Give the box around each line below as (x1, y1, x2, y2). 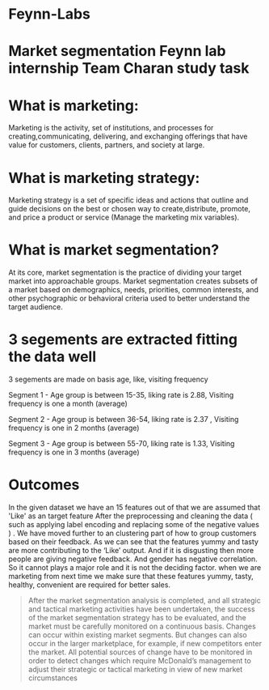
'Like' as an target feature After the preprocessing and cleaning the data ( (8, 511, 253, 521)
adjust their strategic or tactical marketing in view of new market (27, 665, 243, 675)
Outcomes (8, 475, 80, 494)
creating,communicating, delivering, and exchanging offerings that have (8, 131, 248, 142)
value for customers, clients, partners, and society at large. (8, 140, 205, 150)
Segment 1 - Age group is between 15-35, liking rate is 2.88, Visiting (8, 390, 234, 400)
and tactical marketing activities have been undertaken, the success (27, 604, 256, 614)
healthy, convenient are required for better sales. (8, 580, 171, 590)
